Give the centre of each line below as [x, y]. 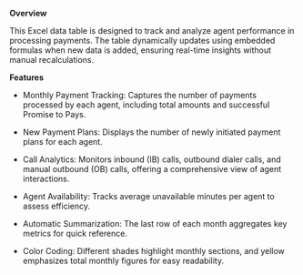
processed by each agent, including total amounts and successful [146, 105]
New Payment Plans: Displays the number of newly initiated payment [151, 132]
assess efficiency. [56, 206]
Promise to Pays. [54, 114]
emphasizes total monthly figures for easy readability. [123, 260]
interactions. [46, 178]
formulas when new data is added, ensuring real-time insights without [140, 50]
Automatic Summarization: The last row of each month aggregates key [155, 224]
